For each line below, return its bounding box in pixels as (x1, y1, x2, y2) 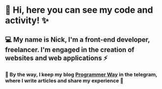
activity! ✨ (5, 15, 49, 26)
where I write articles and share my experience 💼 (5, 77, 124, 84)
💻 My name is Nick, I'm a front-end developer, (5, 35, 150, 44)
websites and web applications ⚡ (5, 54, 108, 62)
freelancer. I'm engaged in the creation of (5, 45, 135, 54)
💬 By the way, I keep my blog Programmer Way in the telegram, (5, 71, 158, 78)
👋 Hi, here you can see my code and (5, 4, 153, 16)
